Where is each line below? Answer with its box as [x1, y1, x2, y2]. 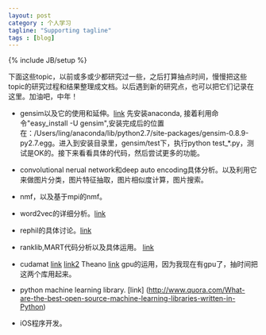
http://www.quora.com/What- [148, 285, 245, 295]
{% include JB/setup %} [8, 56, 87, 65]
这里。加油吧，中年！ [8, 92, 78, 102]
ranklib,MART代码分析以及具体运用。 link [19, 243, 155, 252]
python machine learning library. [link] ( [19, 285, 149, 295]
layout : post [8, 11, 52, 20]
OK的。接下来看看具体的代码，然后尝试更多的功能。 [33, 148, 204, 158]
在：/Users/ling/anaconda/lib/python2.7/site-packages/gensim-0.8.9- [19, 129, 249, 138]
